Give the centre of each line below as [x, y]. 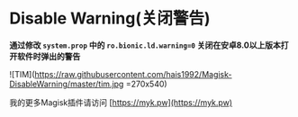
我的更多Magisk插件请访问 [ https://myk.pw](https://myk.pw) [121, 102]
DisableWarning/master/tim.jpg [67, 84]
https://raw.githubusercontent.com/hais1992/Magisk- [133, 74]
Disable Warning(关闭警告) [110, 18]
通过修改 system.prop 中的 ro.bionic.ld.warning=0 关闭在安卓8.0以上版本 [145, 45]
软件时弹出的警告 [49, 56]
